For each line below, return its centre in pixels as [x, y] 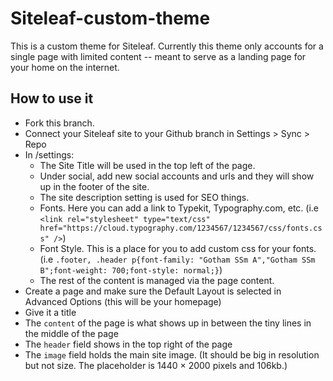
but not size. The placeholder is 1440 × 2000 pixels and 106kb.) [156, 365]
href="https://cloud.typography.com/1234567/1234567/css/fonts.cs [181, 228]
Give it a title [50, 312]
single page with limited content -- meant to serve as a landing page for [158, 56]
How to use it [52, 98]
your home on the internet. [65, 67]
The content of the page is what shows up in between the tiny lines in [168, 323]
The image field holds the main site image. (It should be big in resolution [172, 354]
